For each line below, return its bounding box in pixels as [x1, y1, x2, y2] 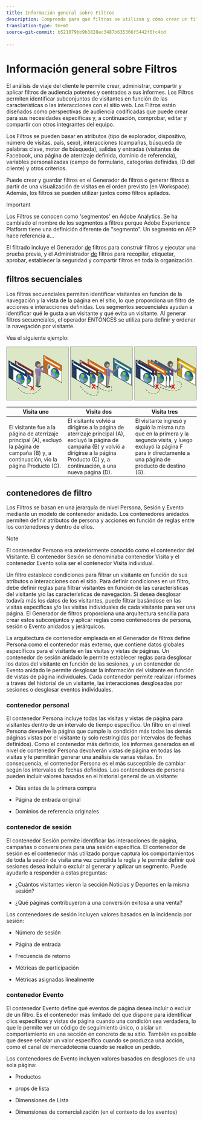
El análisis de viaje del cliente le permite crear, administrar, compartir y [6, 82, 182, 90]
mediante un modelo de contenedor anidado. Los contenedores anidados [6, 510, 189, 517]
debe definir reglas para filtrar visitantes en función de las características [6, 584, 189, 591]
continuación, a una [67, 462, 117, 469]
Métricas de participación [14, 964, 80, 971]
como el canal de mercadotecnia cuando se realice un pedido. [6, 1043, 162, 1050]
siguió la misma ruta [135, 423, 185, 431]
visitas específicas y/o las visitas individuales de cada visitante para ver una [6, 603, 196, 610]
